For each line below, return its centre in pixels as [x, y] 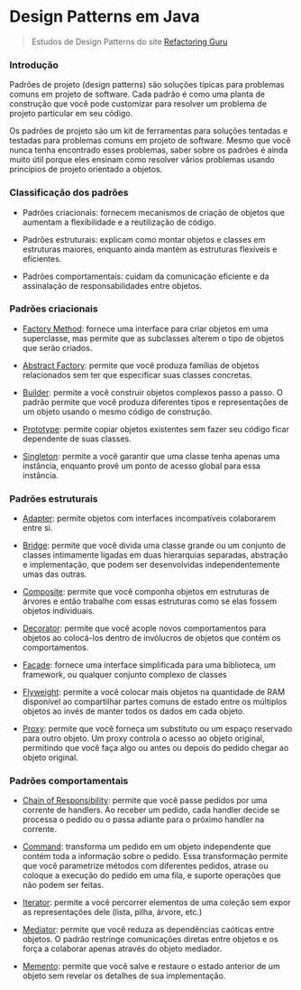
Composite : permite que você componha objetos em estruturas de [146, 592]
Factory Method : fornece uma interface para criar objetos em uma [145, 328]
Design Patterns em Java [105, 17]
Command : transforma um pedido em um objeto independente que [146, 847]
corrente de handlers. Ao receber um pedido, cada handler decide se [151, 810]
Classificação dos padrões [69, 193]
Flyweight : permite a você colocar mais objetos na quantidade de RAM [154, 692]
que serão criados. [57, 347]
